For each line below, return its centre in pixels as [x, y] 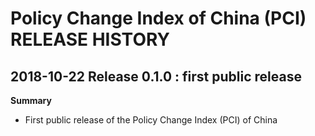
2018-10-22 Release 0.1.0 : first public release [156, 76]
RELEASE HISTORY [90, 39]
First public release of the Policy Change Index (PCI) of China [151, 120]
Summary [31, 100]
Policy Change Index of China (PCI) [158, 18]
